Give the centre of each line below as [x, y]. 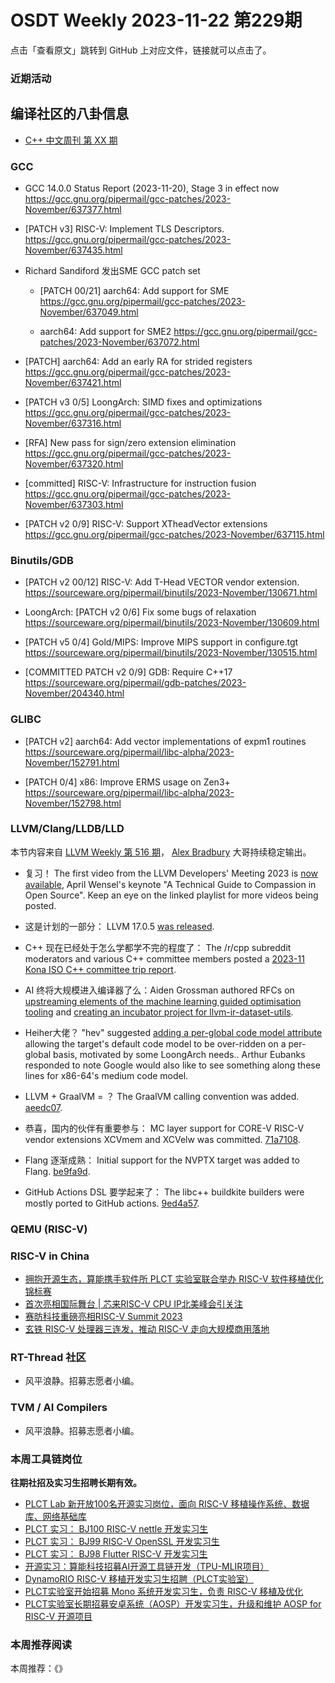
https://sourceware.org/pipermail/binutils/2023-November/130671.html [171, 593]
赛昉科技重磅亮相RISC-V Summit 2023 [103, 1317]
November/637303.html [74, 504]
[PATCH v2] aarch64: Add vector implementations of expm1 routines [165, 741]
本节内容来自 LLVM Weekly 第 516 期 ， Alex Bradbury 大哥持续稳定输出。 [161, 852]
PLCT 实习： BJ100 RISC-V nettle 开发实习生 [116, 1528]
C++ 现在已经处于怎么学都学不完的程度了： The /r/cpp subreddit [158, 947]
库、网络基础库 [55, 1516]
